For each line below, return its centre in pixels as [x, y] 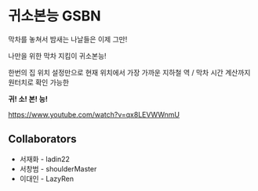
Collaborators [42, 139]
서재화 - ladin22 [45, 159]
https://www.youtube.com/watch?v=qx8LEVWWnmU [94, 114]
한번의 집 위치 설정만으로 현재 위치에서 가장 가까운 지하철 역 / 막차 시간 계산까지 [129, 72]
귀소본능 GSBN [55, 16]
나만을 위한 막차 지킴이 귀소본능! [58, 56]
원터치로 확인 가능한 [38, 82]
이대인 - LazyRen [47, 178]
